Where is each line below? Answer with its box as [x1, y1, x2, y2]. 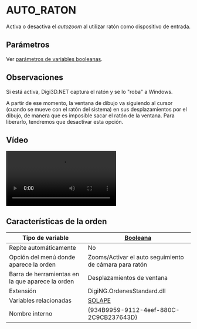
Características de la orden [6, 216, 107, 226]
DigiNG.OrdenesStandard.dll [87, 287, 166, 295]
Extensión [9, 287, 36, 295]
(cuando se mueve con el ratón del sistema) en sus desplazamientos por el [6, 106, 188, 113]
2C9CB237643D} [87, 313, 138, 321]
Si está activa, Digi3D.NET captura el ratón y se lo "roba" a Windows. [6, 88, 173, 95]
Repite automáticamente [9, 244, 76, 252]
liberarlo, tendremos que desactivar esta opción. [6, 118, 124, 125]
